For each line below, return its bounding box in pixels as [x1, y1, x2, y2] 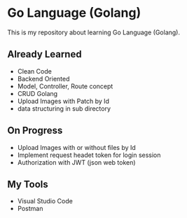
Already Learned [7, 48, 82, 60]
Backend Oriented [17, 74, 70, 83]
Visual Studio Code [17, 197, 74, 205]
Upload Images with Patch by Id [17, 97, 110, 105]
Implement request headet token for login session [17, 151, 161, 159]
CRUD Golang [17, 89, 58, 97]
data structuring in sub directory [17, 104, 111, 113]
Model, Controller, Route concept [17, 82, 113, 90]
